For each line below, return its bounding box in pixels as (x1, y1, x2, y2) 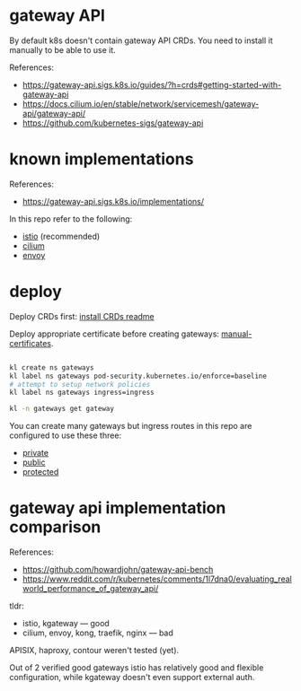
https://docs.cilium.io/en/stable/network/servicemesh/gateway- (22, 98, 260, 109)
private (22, 448, 49, 459)
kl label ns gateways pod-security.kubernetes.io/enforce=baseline (9, 372, 268, 380)
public (22, 457, 46, 468)
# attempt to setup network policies (9, 380, 151, 389)
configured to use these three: (9, 430, 122, 441)
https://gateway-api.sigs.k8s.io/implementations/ (22, 196, 205, 206)
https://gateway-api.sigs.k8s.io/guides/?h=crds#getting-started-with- (22, 79, 281, 90)
